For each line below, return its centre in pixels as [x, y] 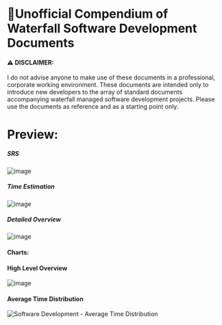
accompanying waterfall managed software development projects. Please [111, 99]
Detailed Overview [34, 220]
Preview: [33, 134]
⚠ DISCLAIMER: [30, 62]
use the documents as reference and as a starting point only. [93, 107]
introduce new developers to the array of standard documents [95, 92]
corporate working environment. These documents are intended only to [108, 85]
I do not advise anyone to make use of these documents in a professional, [111, 77]
